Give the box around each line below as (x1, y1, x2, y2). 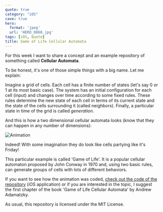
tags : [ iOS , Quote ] (5, 35, 45, 40)
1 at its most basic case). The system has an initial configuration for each (5, 87, 152, 93)
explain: (5, 72, 21, 78)
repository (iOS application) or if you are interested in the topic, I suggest (5, 181, 152, 187)
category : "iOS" (5, 12, 38, 17)
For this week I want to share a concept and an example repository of (5, 52, 145, 58)
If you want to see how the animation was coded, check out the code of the (5, 176, 158, 182)
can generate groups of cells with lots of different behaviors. (5, 166, 127, 172)
